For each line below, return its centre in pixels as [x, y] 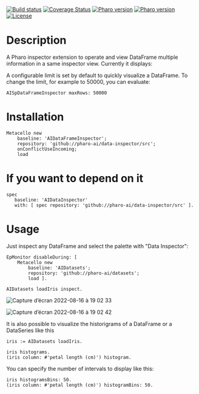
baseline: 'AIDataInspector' [51, 200]
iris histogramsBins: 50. [39, 379]
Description [36, 40]
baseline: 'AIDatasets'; [59, 268]
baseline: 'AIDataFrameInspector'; [62, 138]
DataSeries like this [30, 330]
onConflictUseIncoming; [47, 149]
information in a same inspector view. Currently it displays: [79, 63]
